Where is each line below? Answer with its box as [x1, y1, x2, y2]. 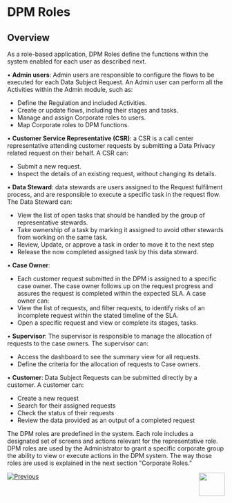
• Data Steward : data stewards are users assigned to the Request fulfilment [7, 183, 223, 191]
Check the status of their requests [17, 409, 115, 417]
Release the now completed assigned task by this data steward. [17, 248, 199, 256]
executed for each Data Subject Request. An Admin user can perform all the [7, 78, 223, 86]
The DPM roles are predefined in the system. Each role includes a [7, 430, 194, 437]
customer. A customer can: [7, 381, 84, 389]
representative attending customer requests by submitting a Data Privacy [7, 142, 215, 149]
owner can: [17, 296, 50, 305]
